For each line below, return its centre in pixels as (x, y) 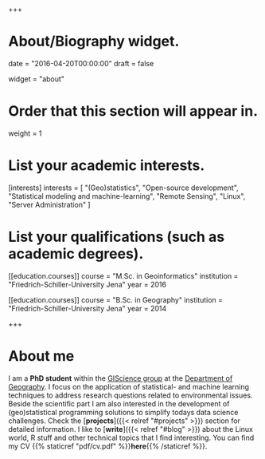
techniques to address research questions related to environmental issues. (131, 395)
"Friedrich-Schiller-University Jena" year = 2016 (88, 284)
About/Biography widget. (94, 42)
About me (41, 356)
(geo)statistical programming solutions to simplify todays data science (123, 412)
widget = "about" (37, 79)
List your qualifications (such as (117, 237)
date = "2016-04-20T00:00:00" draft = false (81, 63)
